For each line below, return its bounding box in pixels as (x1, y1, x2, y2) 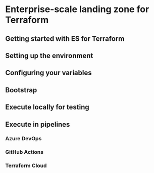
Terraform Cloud (5, 162, 47, 169)
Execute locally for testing (5, 103, 89, 111)
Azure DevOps (5, 135, 42, 142)
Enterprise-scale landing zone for (5, 4, 149, 15)
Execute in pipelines (5, 120, 70, 129)
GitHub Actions (5, 149, 44, 156)
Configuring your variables (5, 69, 92, 77)
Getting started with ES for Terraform (5, 34, 125, 43)
